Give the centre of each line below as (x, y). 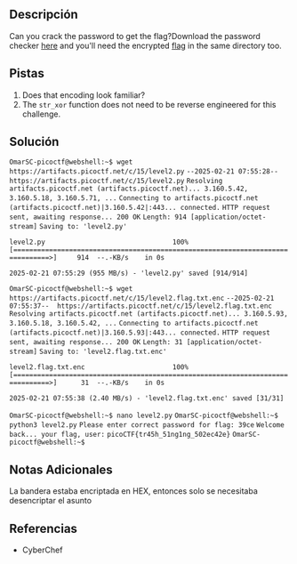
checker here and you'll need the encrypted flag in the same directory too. (145, 45)
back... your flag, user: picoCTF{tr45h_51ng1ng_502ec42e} (120, 435)
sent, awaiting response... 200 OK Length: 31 (96, 342)
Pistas (27, 73)
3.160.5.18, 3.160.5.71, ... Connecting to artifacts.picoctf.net (134, 198)
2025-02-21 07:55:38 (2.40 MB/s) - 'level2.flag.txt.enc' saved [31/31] (147, 399)
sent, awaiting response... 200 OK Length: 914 (98, 217)
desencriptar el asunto (50, 501)
